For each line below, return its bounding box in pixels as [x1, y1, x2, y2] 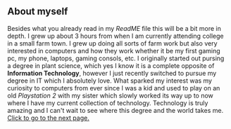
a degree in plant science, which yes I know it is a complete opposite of [7, 61, 215, 69]
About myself [7, 6, 68, 18]
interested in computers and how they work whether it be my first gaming [7, 46, 220, 55]
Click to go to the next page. [7, 114, 89, 122]
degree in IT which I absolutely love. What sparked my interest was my [7, 76, 213, 85]
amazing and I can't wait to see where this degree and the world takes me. [7, 106, 224, 114]
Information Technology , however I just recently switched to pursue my [7, 69, 217, 77]
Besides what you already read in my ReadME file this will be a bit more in [7, 24, 222, 32]
